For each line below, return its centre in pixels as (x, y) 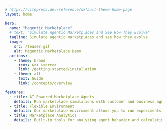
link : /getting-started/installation (57, 69)
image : (16, 42)
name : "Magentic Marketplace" (41, 28)
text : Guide (31, 79)
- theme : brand (30, 60)
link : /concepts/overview (45, 83)
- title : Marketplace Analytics (43, 115)
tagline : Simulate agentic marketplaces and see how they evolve (79, 37)
